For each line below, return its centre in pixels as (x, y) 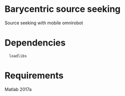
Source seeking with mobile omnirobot (44, 23)
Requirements (34, 76)
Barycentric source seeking (62, 9)
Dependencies (35, 43)
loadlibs (18, 56)
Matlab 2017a (18, 89)
